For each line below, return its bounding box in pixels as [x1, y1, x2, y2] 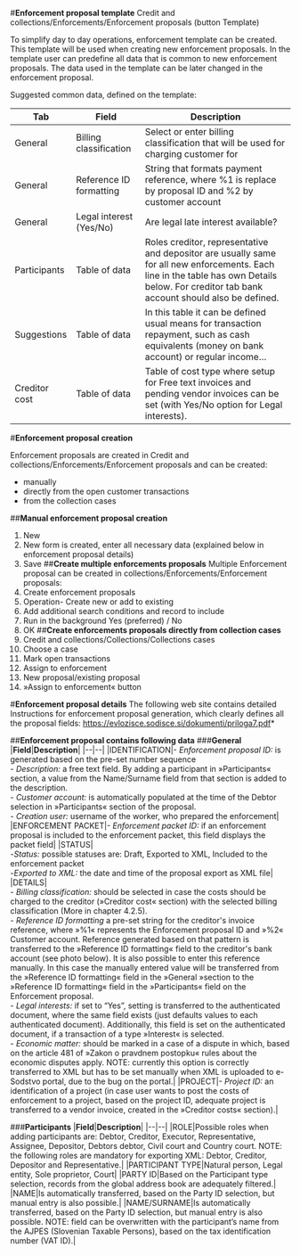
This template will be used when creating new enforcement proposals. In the [10, 44, 291, 54]
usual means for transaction [144, 317, 262, 329]
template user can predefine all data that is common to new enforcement [10, 53, 278, 63]
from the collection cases [22, 496, 117, 506]
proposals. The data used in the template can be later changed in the [10, 62, 264, 73]
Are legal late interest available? [144, 216, 278, 228]
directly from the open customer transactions [22, 486, 190, 496]
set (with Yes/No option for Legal [144, 398, 283, 411]
